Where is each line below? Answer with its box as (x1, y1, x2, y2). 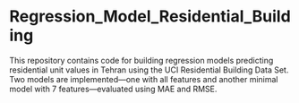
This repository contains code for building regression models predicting (9, 55, 274, 65)
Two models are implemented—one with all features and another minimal (9, 73, 278, 84)
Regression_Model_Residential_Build (9, 6, 291, 27)
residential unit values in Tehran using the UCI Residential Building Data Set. (9, 64, 289, 75)
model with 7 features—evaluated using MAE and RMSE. (9, 83, 218, 94)
